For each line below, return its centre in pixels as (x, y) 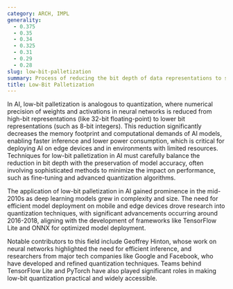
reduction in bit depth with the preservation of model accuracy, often (105, 163)
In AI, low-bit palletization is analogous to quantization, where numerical (110, 104)
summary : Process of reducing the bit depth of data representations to (114, 78)
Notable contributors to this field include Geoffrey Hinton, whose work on (112, 242)
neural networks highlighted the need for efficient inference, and (100, 249)
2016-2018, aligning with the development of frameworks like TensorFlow (112, 221)
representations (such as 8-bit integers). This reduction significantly (105, 126)
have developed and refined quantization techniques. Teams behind (104, 263)
